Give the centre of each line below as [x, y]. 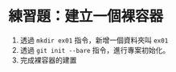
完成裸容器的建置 [48, 60]
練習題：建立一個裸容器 [86, 16]
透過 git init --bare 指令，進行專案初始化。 [95, 50]
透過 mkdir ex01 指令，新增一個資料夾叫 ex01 [94, 40]
